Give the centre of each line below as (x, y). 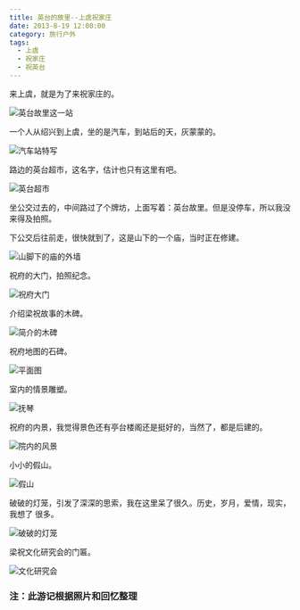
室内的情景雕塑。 (41, 389)
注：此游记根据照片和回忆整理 (74, 596)
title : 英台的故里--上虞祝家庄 (61, 17)
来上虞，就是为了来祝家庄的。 (64, 94)
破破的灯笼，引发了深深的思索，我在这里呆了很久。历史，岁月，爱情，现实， (150, 503)
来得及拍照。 (33, 218)
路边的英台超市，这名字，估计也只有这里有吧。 (95, 169)
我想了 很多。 (34, 514)
